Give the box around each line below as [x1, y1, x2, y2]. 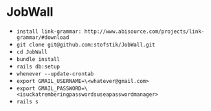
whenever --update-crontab [16, 70, 94, 77]
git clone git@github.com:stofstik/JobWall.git [16, 41, 155, 48]
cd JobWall [16, 49, 48, 56]
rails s [16, 98, 38, 105]
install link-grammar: [16, 28, 82, 35]
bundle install [16, 56, 60, 62]
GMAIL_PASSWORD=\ [38, 85, 88, 92]
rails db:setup [16, 63, 60, 70]
